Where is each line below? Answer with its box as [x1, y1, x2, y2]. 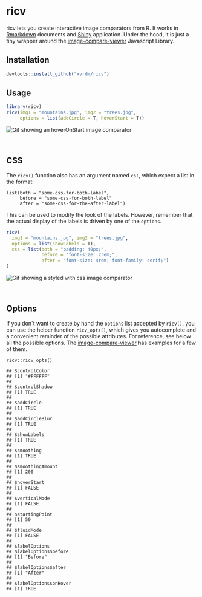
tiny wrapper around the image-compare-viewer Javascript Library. [6, 37, 174, 44]
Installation [6, 55, 50, 65]
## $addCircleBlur [6, 415, 53, 421]
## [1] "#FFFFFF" [6, 373, 50, 379]
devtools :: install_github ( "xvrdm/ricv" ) [6, 71, 110, 77]
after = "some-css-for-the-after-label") [19, 200, 126, 206]
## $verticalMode [6, 495, 50, 502]
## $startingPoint [6, 511, 53, 517]
